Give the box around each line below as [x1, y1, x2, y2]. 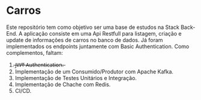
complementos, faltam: [6, 49, 63, 56]
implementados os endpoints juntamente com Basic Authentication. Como [6, 43, 190, 50]
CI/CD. [14, 87, 32, 94]
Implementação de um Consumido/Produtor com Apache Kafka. [14, 67, 174, 75]
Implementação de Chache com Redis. [14, 81, 111, 88]
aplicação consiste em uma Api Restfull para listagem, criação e [23, 30, 182, 37]
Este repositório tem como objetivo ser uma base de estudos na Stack [6, 23, 180, 31]
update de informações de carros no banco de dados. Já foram [6, 36, 163, 43]
